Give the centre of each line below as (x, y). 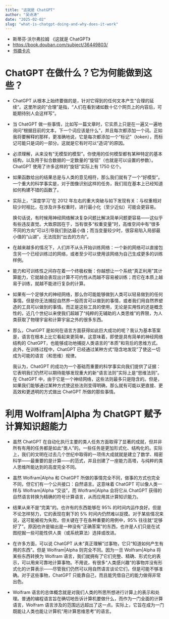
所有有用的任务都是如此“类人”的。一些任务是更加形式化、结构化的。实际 (88, 448)
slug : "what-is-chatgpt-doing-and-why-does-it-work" (62, 24)
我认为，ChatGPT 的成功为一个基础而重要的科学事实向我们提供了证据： (87, 366)
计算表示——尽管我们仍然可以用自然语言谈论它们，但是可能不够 (92, 569)
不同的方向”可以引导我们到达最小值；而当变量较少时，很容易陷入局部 (84, 230)
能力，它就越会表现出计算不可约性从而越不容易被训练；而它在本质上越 (90, 277)
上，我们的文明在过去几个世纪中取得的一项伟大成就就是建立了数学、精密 (88, 455)
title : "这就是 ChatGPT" (30, 10)
